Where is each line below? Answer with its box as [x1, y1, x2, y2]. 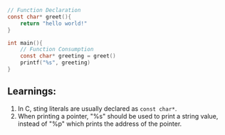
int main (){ [7, 39, 43, 46]
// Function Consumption [20, 46, 94, 53]
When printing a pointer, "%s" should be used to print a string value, [17, 112, 219, 120]
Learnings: [7, 85, 57, 97]
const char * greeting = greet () [20, 53, 116, 60]
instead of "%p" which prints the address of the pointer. [17, 119, 182, 128]
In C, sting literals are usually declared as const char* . [17, 104, 177, 113]
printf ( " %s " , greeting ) [20, 59, 91, 67]
